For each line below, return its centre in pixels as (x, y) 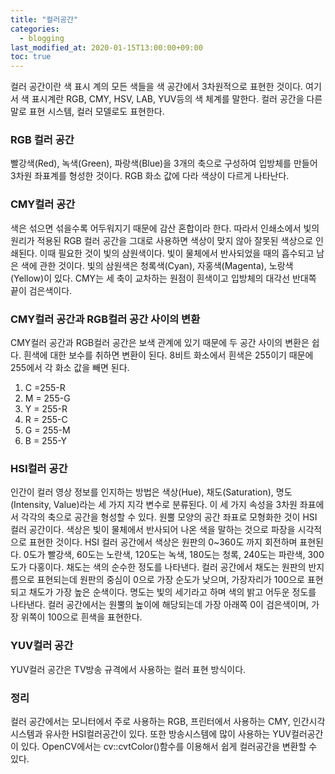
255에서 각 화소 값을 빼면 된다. (70, 368)
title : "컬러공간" (44, 19)
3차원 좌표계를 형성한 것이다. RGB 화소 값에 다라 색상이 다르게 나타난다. (150, 176)
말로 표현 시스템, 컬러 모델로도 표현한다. (87, 112)
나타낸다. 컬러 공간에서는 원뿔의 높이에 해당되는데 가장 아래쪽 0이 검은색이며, (160, 605)
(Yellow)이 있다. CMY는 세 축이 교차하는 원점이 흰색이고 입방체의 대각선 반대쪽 (163, 278)
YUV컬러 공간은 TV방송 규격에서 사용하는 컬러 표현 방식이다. (128, 669)
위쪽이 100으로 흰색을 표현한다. (81, 617)
